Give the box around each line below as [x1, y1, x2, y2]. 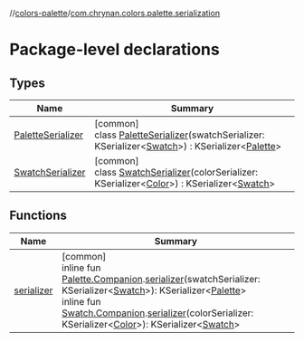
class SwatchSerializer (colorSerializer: [94, 166, 259, 178]
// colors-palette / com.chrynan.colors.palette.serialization [9, 8, 220, 18]
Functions [9, 208, 68, 223]
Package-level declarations [9, 40, 220, 60]
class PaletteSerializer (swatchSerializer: [94, 128, 265, 141]
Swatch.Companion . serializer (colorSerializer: [62, 307, 254, 319]
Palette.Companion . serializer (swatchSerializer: [62, 272, 261, 285]
